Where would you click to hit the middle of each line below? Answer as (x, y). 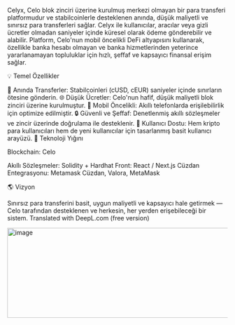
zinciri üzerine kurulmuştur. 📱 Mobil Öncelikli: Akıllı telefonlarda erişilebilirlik (116, 105)
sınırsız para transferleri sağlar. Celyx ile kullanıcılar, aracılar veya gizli (108, 25)
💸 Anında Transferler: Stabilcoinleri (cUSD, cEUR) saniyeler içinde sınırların (115, 90)
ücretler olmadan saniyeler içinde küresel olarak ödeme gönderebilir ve (109, 32)
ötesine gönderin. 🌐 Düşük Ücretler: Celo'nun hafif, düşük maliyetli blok (111, 97)
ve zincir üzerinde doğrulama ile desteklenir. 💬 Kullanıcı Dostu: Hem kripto (114, 123)
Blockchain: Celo (31, 152)
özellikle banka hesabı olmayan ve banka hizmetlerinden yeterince (103, 47)
